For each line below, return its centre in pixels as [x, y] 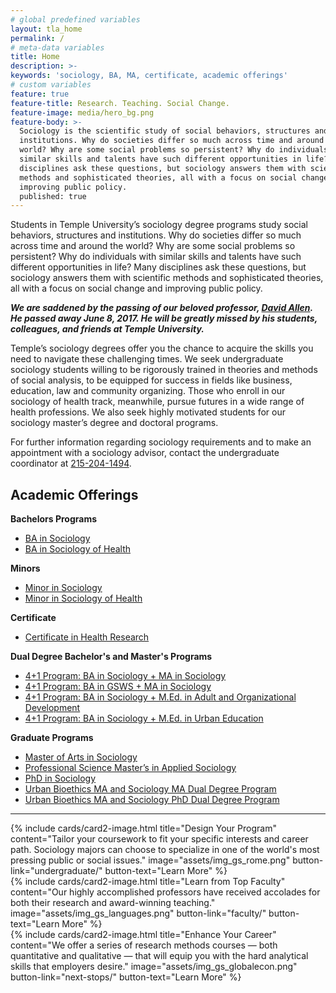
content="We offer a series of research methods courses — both [144, 945]
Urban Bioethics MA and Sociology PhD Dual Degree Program [152, 800]
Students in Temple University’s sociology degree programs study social [159, 225]
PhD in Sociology [60, 778]
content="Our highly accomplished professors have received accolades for [165, 892]
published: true [53, 196]
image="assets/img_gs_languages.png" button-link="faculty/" [138, 913]
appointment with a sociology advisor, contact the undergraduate [145, 453]
